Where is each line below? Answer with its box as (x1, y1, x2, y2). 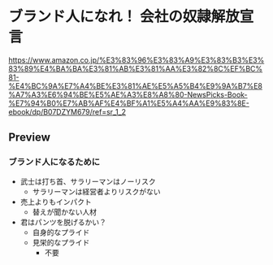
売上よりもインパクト (19, 197, 92, 206)
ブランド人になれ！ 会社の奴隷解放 (8, 7, 240, 26)
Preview (8, 131, 51, 145)
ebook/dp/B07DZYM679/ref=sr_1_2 (8, 106, 127, 116)
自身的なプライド (32, 227, 90, 237)
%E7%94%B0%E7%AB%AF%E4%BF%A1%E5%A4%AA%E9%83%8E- (8, 98, 249, 108)
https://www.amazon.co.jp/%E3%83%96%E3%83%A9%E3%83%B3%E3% (8, 54, 265, 65)
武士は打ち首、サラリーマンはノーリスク (19, 176, 156, 186)
